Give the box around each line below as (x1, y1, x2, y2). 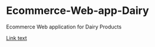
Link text (6, 34, 27, 41)
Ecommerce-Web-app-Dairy (6, 4, 149, 17)
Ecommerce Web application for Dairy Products (6, 23, 122, 30)
